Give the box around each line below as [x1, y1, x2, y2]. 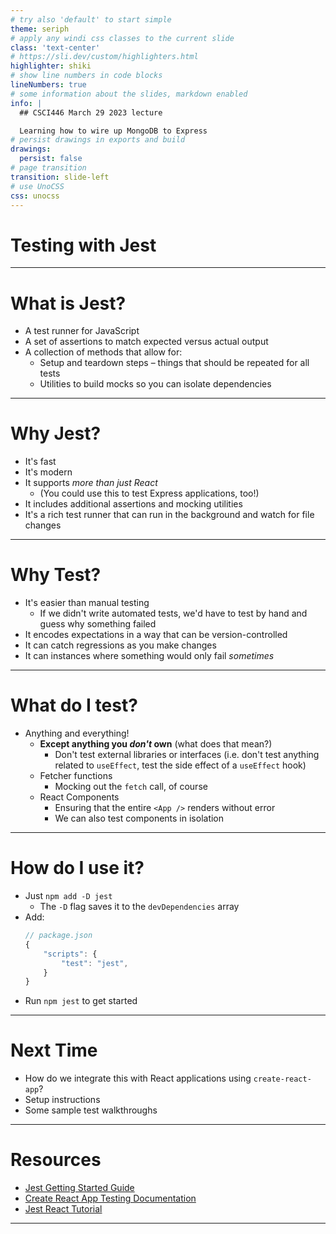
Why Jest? [10, 422, 102, 445]
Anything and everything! [24, 727, 130, 740]
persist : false [19, 154, 83, 164]
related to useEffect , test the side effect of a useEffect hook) [54, 759, 307, 771]
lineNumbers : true [10, 80, 87, 90]
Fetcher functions [39, 770, 113, 782]
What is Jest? [10, 292, 127, 315]
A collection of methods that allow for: [24, 346, 183, 358]
